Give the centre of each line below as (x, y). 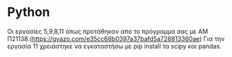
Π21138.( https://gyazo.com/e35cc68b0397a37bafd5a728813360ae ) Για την (116, 38)
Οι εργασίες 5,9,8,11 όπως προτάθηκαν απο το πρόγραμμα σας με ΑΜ (108, 31)
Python (28, 12)
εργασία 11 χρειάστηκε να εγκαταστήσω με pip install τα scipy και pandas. (115, 46)
